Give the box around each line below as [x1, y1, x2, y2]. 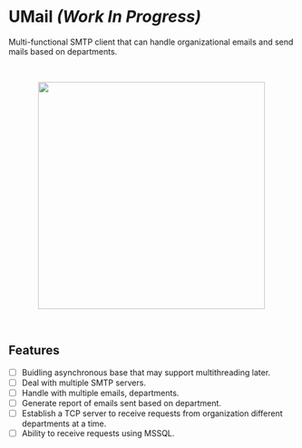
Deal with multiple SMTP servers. [21, 377, 147, 388]
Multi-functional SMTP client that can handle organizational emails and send [8, 36, 294, 47]
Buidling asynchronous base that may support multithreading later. [21, 366, 271, 378]
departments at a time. [21, 418, 107, 429]
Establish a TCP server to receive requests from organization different [21, 408, 283, 419]
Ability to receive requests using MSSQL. [21, 428, 175, 439]
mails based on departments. [8, 45, 118, 56]
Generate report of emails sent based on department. [21, 397, 221, 408]
